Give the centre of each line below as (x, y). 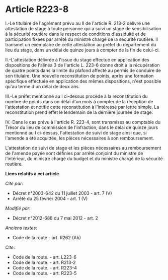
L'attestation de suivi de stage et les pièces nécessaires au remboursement (83, 148)
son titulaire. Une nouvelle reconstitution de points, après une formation (79, 76)
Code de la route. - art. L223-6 (45, 257)
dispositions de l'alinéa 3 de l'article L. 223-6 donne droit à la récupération (82, 65)
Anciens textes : (21, 228)
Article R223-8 (37, 9)
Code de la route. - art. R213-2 (44, 262)
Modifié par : (18, 208)
